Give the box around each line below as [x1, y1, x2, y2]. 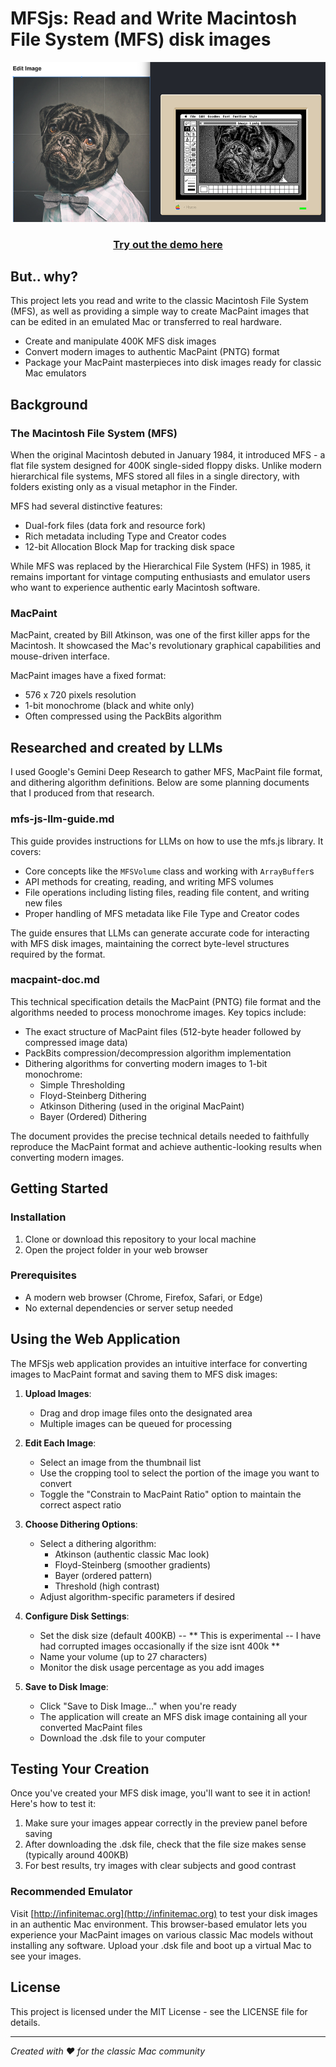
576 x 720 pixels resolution [24, 689, 137, 701]
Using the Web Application [10, 1331, 181, 1348]
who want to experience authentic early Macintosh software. [10, 582, 261, 594]
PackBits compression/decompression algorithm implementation [24, 1047, 292, 1059]
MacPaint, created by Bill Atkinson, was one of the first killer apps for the [10, 629, 311, 641]
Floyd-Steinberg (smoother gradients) [54, 1558, 212, 1571]
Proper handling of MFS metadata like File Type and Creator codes [24, 907, 300, 919]
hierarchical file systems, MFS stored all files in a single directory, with [10, 470, 300, 482]
